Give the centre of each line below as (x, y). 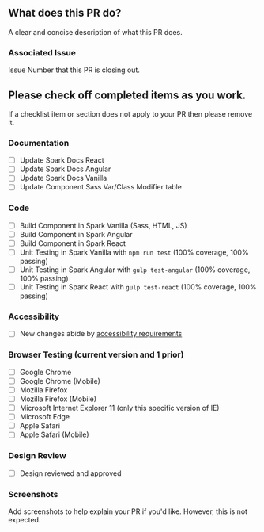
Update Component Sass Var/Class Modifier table (100, 187)
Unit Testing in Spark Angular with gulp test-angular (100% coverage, (135, 270)
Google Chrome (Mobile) (60, 381)
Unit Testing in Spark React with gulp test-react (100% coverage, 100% (138, 287)
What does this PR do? (65, 13)
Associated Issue (42, 52)
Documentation (39, 143)
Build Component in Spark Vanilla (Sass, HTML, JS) (103, 225)
